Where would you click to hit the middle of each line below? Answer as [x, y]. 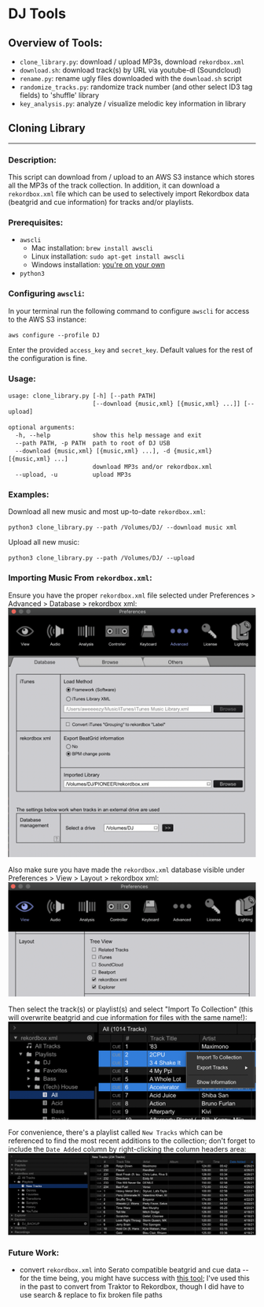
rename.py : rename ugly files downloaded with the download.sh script [130, 78]
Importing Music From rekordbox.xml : [80, 578]
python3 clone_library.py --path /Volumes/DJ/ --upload [101, 558]
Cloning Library [47, 128]
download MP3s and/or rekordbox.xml [152, 467]
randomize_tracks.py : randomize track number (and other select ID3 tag [136, 87]
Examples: [29, 494]
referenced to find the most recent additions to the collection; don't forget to [132, 1141]
